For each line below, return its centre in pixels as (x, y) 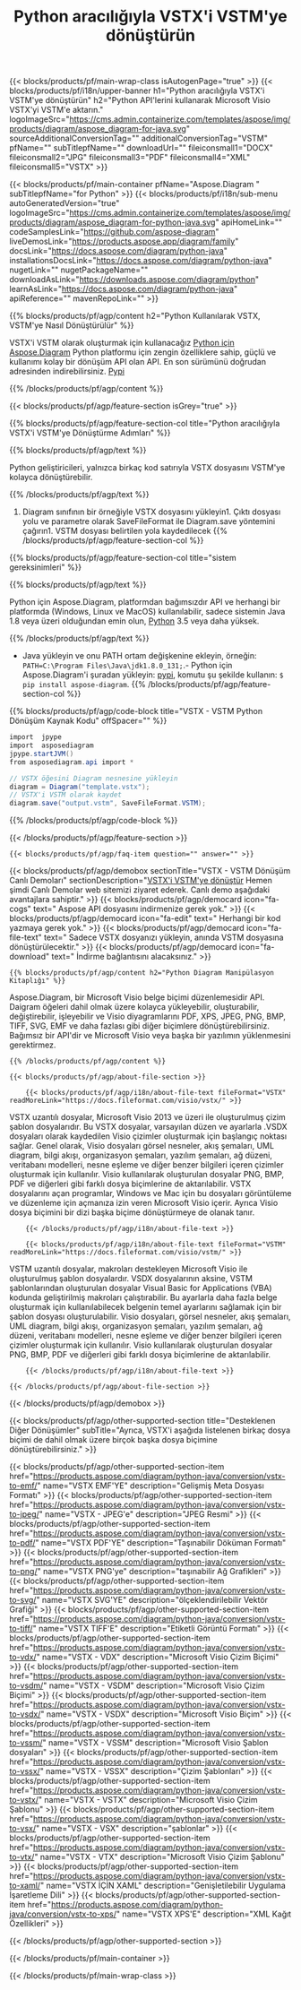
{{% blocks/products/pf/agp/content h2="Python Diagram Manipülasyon (142, 973)
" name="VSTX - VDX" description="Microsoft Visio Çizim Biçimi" (158, 1657)
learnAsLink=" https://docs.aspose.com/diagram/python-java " (124, 289)
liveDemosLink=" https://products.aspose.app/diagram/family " (124, 241)
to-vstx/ (24, 1800)
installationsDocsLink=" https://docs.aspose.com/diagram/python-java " (141, 261)
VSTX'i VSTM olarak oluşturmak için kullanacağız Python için (122, 343)
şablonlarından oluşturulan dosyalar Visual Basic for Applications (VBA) (141, 1288)
